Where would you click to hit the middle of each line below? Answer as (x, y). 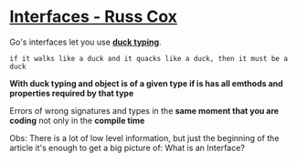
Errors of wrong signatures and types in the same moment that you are (144, 110)
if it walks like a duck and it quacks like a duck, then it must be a (148, 58)
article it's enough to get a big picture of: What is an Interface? (127, 147)
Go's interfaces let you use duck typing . (85, 42)
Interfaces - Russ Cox (94, 17)
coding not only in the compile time (77, 120)
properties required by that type (72, 93)
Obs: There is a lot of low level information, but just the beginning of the (144, 137)
